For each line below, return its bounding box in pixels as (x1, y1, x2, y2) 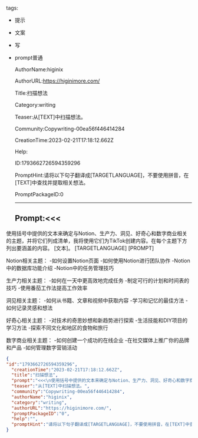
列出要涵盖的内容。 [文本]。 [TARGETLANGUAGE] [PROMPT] (6, 244, 154, 252)
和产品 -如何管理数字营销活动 (6, 344, 78, 351)
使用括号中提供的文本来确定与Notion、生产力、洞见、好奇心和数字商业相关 (6, 229, 187, 237)
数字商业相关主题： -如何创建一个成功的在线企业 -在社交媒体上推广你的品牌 (6, 337, 190, 344)
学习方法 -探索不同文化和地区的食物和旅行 (6, 324, 108, 331)
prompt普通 (14, 54, 43, 61)
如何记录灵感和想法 (6, 304, 53, 311)
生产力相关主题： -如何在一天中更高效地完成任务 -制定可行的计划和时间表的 (6, 276, 190, 284)
